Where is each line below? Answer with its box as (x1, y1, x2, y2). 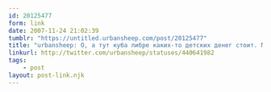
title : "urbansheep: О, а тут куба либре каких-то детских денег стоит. (8, 42, 258, 50)
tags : (8, 57, 27, 65)
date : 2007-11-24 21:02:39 (8, 26, 99, 34)
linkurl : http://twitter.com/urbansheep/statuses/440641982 (8, 49, 215, 57)
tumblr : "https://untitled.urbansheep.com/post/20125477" (8, 34, 207, 42)
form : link (8, 19, 45, 27)
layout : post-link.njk (8, 71, 85, 79)
